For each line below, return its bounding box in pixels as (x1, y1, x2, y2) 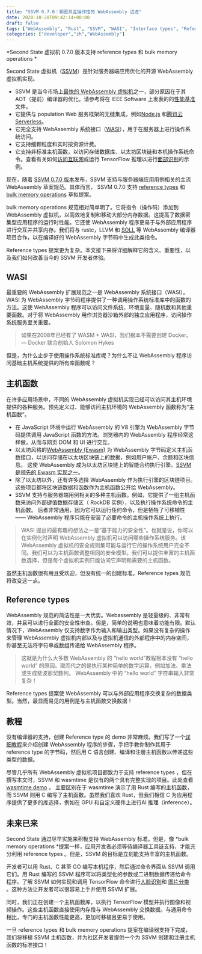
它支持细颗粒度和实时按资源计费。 (14, 141, 100, 148)
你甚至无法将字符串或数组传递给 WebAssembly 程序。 (6, 641, 139, 648)
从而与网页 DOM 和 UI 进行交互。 (31, 439, 113, 446)
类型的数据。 (6, 756, 38, 763)
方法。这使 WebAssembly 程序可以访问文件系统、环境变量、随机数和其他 (6, 303, 187, 310)
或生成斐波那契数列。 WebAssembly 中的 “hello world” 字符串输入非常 (20, 669, 195, 677)
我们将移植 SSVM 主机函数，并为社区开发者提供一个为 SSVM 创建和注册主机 (6, 934, 195, 941)
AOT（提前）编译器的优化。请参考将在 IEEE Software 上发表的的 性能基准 (14, 96, 195, 103)
